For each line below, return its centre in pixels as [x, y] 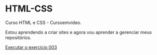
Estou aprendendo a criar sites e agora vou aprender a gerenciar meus [78, 32]
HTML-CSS [29, 9]
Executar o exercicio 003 [31, 47]
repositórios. [18, 37]
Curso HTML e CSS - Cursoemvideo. [44, 22]
